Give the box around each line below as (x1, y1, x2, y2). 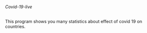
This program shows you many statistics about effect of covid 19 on (5, 19, 143, 24)
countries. (5, 24, 26, 30)
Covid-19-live (5, 4, 32, 10)
